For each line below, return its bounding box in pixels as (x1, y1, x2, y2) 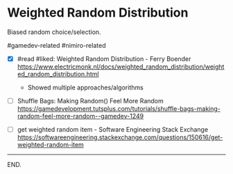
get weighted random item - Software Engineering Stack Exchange (17, 125, 209, 134)
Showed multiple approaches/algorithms (27, 83, 144, 92)
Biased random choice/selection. (7, 28, 102, 36)
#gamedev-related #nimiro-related (7, 41, 106, 49)
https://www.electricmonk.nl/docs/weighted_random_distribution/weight (17, 62, 225, 71)
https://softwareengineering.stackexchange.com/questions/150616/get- (17, 133, 223, 141)
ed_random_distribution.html (17, 70, 99, 78)
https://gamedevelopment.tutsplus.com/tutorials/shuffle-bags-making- (17, 105, 221, 113)
